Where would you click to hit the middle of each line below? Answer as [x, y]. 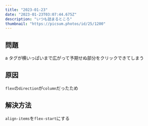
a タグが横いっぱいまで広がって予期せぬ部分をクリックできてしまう [75, 58]
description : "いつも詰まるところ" [39, 19]
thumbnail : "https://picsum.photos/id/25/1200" [56, 24]
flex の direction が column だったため [42, 88]
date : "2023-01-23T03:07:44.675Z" [41, 14]
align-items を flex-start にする [37, 118]
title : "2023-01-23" [27, 10]
